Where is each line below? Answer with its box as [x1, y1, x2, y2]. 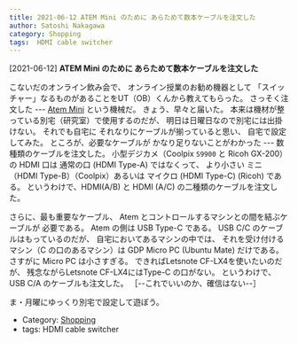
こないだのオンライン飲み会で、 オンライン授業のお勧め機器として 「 [9, 82, 262, 93]
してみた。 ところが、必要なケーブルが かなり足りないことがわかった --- [9, 137, 275, 148]
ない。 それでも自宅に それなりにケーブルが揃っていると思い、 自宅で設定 [16, 126, 286, 137]
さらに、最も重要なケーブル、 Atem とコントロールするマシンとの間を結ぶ [9, 212, 281, 222]
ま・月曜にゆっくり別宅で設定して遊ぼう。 [9, 297, 164, 308]
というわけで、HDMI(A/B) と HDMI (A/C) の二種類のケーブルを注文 [26, 182, 271, 192]
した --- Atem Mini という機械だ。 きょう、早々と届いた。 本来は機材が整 [16, 104, 286, 115]
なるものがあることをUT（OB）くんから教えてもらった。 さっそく [39, 93, 281, 104]
